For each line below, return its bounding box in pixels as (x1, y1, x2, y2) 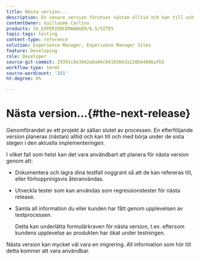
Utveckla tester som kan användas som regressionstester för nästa (14, 187, 181, 194)
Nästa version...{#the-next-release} (6, 107, 191, 121)
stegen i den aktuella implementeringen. (6, 139, 105, 147)
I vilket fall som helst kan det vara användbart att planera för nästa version (6, 151, 189, 158)
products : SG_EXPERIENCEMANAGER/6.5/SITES (6, 25, 114, 32)
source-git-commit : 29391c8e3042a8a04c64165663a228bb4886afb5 (6, 59, 165, 65)
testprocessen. (14, 211, 52, 219)
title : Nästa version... (6, 8, 68, 15)
